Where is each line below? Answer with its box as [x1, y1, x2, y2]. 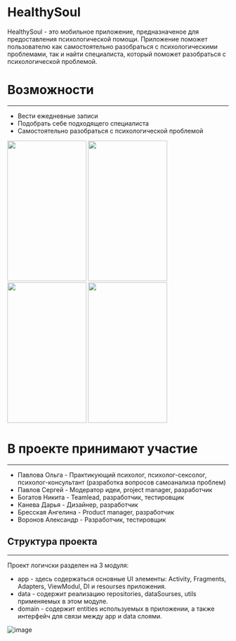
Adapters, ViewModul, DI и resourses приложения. [17, 582, 166, 590]
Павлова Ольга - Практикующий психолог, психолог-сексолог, [17, 470, 207, 479]
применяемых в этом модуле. [17, 597, 108, 605]
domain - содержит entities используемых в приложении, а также [17, 604, 215, 613]
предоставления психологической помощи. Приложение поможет [7, 34, 209, 43]
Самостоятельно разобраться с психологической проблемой [17, 126, 204, 135]
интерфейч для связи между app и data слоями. [17, 612, 162, 620]
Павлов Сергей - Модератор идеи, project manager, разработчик [17, 485, 213, 494]
